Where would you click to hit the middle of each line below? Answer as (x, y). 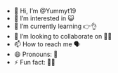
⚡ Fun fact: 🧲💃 (34, 62)
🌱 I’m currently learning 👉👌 (55, 26)
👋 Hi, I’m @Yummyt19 (45, 11)
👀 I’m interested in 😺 (44, 18)
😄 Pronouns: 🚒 (36, 54)
